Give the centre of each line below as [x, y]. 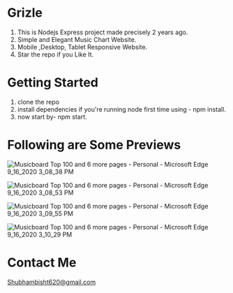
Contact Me [42, 262]
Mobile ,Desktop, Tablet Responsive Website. [82, 47]
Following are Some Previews [94, 145]
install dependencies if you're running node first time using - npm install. [122, 109]
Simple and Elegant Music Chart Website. [77, 39]
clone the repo [38, 102]
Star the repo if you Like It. [55, 54]
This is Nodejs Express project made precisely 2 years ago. [103, 32]
